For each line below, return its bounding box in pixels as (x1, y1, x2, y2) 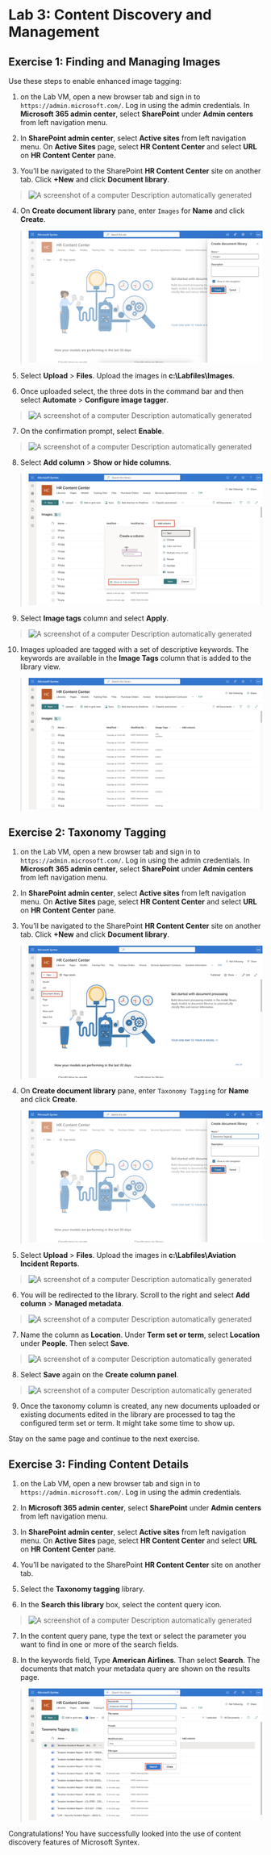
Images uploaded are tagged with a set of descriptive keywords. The (19, 645, 249, 654)
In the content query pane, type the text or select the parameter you (19, 1631, 247, 1640)
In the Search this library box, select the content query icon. (19, 1599, 222, 1609)
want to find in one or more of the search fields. (19, 1640, 179, 1649)
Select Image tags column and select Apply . (19, 613, 169, 623)
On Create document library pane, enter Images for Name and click (19, 206, 245, 215)
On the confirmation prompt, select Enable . (19, 426, 165, 436)
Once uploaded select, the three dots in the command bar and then (19, 386, 244, 396)
